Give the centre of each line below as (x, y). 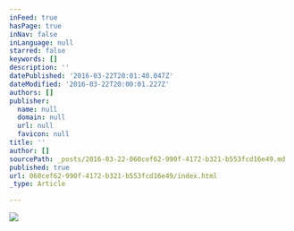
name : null (38, 109)
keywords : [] (34, 59)
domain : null (42, 117)
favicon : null (43, 134)
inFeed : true (34, 17)
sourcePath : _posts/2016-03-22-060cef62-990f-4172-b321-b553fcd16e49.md (147, 159)
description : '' (39, 68)
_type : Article (38, 184)
